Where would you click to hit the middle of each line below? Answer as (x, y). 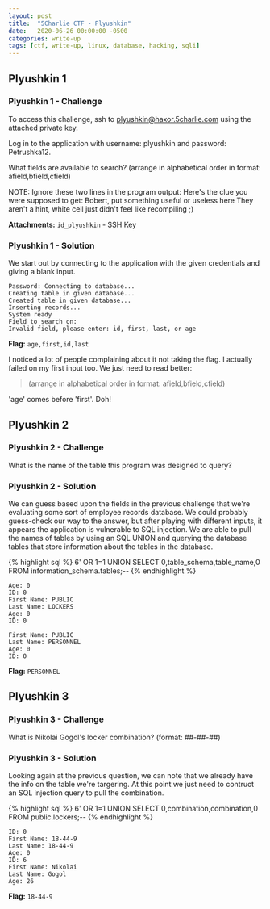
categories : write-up (45, 38)
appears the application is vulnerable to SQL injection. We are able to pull (130, 530)
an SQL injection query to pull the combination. (86, 793)
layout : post (30, 16)
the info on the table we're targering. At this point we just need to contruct (131, 785)
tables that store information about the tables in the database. (111, 547)
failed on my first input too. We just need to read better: (100, 368)
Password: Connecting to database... (72, 287)
